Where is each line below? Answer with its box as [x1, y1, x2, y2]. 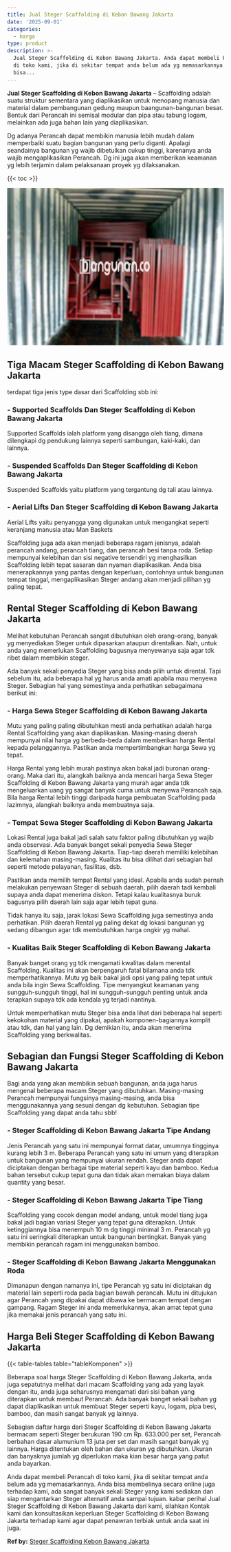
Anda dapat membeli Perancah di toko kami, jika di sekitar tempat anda [7, 1473, 208, 1481]
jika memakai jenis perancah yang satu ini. [7, 1311, 127, 1319]
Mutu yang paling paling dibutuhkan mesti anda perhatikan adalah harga [7, 721, 212, 729]
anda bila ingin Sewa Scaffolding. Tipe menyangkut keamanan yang [7, 980, 199, 989]
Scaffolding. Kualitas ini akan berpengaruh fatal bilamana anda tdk [7, 966, 195, 974]
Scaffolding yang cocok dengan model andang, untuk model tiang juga [7, 1211, 208, 1219]
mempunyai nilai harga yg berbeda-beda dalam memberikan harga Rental [7, 736, 216, 744]
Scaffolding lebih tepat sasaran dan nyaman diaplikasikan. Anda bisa [7, 561, 201, 569]
